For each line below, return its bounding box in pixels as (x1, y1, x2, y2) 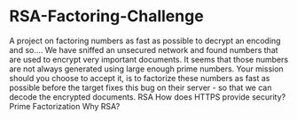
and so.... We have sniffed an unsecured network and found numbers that (9, 44, 278, 55)
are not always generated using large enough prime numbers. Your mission (9, 64, 284, 74)
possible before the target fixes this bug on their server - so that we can (9, 82, 272, 93)
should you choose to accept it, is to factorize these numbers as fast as (9, 72, 270, 83)
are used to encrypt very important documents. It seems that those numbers (9, 54, 289, 64)
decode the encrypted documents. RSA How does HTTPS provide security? (9, 91, 286, 102)
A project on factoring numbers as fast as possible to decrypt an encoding (9, 35, 281, 46)
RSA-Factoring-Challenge (9, 6, 204, 26)
